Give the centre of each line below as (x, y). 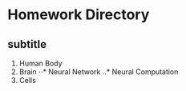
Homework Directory (79, 15)
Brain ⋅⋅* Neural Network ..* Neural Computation (99, 72)
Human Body (40, 63)
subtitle (27, 44)
